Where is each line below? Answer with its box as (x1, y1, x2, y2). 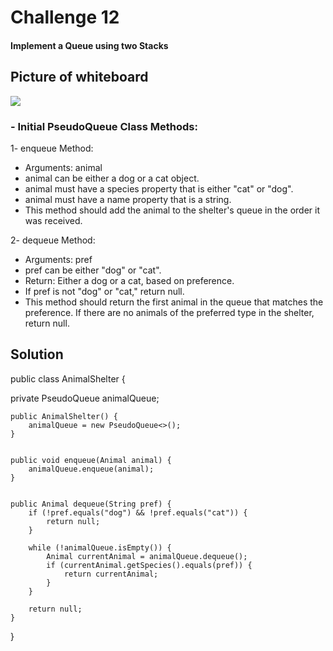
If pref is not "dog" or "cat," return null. (24, 285, 185, 297)
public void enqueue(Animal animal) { (10, 455, 172, 465)
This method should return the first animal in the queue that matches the (24, 296, 324, 308)
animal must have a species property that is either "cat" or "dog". (24, 182, 294, 195)
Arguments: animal (24, 161, 103, 173)
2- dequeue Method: (10, 234, 96, 246)
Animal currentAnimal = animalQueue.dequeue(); (46, 551, 248, 561)
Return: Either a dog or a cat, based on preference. (24, 274, 235, 286)
